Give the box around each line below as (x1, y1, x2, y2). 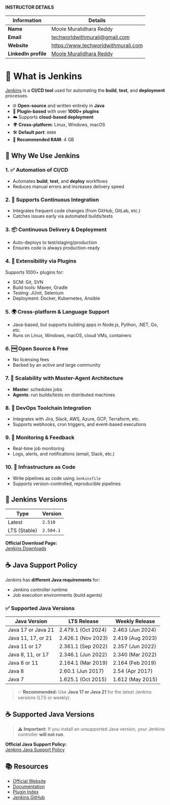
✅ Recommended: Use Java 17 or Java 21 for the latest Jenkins (17, 689, 152, 695)
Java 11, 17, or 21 (8, 635, 52, 642)
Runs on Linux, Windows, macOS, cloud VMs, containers (12, 333, 132, 339)
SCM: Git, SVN (12, 279, 44, 285)
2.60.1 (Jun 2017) (59, 668, 104, 675)
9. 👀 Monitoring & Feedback (5, 434, 75, 441)
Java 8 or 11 (8, 659, 39, 666)
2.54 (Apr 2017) (113, 668, 153, 675)
